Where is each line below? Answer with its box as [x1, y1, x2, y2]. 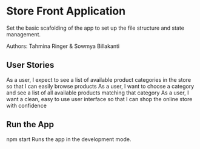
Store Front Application [6, 4, 126, 18]
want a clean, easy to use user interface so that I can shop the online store [6, 95, 193, 102]
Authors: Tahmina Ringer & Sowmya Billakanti [6, 42, 120, 50]
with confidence [6, 102, 47, 109]
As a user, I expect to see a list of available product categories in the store [6, 76, 192, 83]
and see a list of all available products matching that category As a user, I [6, 89, 189, 96]
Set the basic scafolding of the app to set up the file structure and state [6, 24, 185, 31]
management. [6, 30, 41, 38]
